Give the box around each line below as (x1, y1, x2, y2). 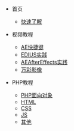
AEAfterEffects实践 (20, 59, 67, 65)
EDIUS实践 (20, 51, 48, 58)
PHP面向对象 (20, 92, 53, 99)
